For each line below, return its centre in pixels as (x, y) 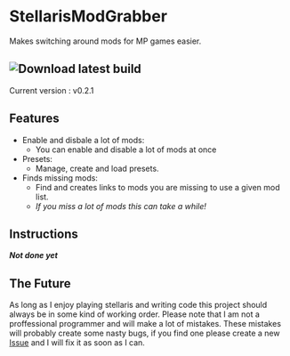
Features (34, 119)
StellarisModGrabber (88, 16)
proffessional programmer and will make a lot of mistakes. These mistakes (145, 324)
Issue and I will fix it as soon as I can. (77, 343)
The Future (40, 283)
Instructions (44, 234)
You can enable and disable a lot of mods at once (126, 150)
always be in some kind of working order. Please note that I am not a (135, 314)
